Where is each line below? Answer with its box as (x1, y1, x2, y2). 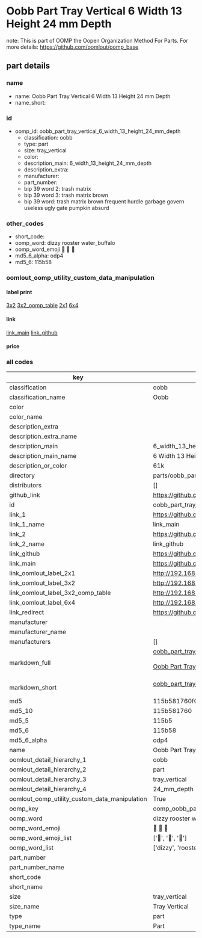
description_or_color (9, 461, 67, 470)
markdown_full (9, 659, 51, 667)
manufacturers (9, 638, 51, 646)
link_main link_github (6, 329, 58, 336)
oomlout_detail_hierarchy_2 (9, 765, 87, 774)
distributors (9, 481, 42, 490)
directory (9, 471, 35, 480)
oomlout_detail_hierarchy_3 (9, 775, 87, 783)
